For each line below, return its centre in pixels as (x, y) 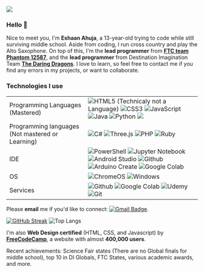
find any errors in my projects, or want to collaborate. (73, 71)
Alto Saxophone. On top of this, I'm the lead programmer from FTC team (98, 51)
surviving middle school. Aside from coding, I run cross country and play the (102, 44)
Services (22, 190)
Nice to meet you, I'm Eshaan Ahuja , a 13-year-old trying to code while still (100, 38)
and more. (19, 263)
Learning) (23, 141)
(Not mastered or (34, 134)
